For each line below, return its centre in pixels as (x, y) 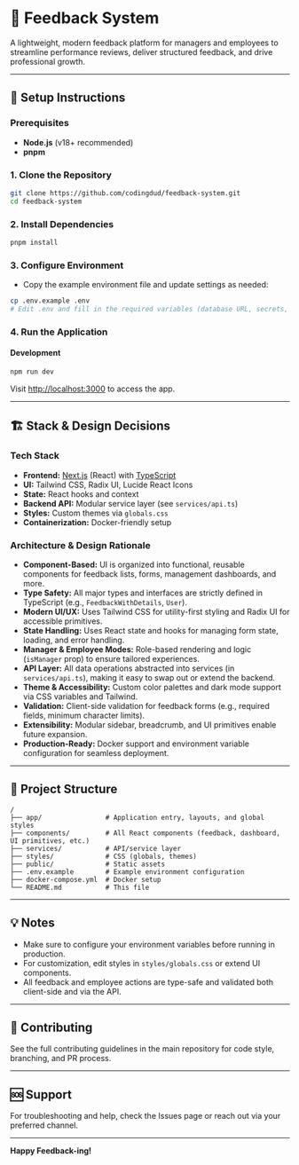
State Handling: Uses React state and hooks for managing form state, (150, 630)
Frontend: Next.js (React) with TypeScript (99, 475)
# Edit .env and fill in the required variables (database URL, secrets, (149, 310)
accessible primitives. (63, 621)
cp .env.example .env (50, 301)
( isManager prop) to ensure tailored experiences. (111, 658)
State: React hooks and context (81, 494)
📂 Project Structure (64, 789)
